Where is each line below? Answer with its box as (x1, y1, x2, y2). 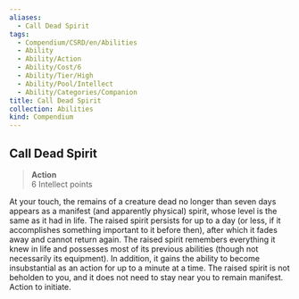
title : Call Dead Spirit (9, 96, 102, 105)
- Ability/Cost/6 (17, 63, 82, 72)
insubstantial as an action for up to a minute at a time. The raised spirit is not (9, 262, 290, 273)
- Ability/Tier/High (17, 71, 94, 80)
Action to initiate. (9, 281, 71, 292)
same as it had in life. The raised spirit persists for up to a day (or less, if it (9, 215, 281, 226)
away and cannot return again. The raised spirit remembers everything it (9, 234, 276, 245)
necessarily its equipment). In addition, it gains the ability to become (9, 253, 261, 263)
